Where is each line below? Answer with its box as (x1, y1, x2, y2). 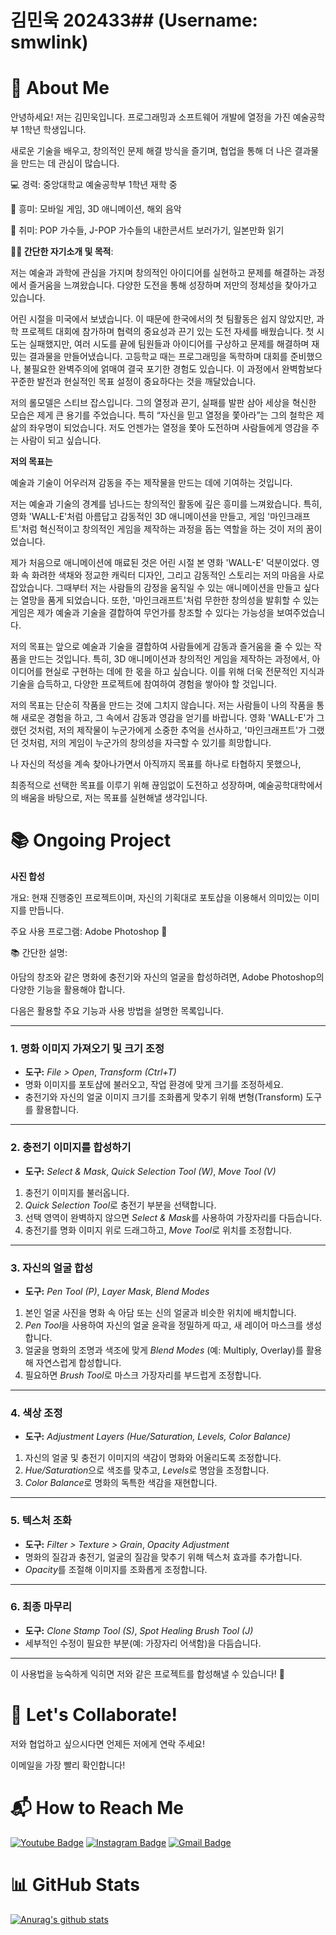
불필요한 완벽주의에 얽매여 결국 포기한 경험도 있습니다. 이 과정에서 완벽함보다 (23, 363, 323, 375)
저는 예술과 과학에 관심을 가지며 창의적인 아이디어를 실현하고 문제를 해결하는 (10, 267, 307, 279)
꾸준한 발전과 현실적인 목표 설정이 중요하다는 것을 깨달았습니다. (10, 376, 257, 388)
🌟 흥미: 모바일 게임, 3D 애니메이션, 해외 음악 (10, 203, 182, 215)
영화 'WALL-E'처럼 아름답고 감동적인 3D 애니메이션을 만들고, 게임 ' (10, 511, 271, 523)
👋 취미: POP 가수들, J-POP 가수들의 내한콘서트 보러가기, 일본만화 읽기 (10, 224, 285, 236)
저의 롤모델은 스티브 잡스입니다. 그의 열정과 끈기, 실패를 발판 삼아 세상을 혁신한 (10, 397, 317, 409)
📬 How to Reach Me (10, 1796, 185, 1819)
